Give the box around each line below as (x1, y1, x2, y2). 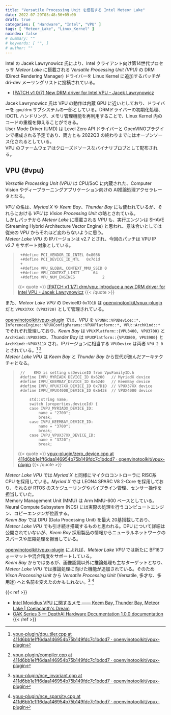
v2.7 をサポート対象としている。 (5, 242, 74, 248)
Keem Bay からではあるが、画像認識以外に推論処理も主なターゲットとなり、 (5, 560, 165, 566)
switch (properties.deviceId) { (29, 401, 98, 407)
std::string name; (29, 397, 69, 402)
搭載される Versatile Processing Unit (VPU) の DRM (47, 66, 155, 73)
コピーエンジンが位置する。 (14, 510, 72, 516)
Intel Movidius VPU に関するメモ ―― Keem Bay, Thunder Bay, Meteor (12, 600, 160, 606)
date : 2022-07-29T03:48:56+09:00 (5, 12, 76, 17)
